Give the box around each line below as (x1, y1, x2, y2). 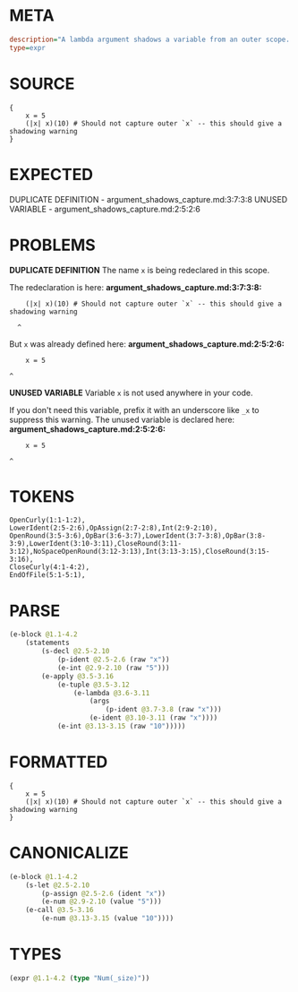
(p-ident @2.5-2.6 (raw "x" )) (56, 655, 170, 664)
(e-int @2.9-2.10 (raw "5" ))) (56, 663, 170, 672)
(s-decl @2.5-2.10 (41, 647, 110, 656)
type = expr (9, 43, 47, 52)
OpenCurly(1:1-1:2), (9, 516, 87, 525)
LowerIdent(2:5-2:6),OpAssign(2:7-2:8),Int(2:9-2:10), (9, 523, 218, 533)
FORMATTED (9, 752, 108, 772)
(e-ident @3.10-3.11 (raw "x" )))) (89, 713, 218, 722)
